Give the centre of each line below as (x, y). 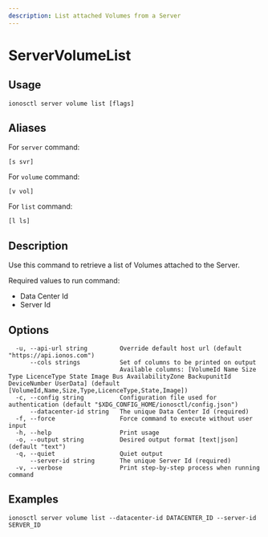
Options (29, 330)
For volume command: (44, 177)
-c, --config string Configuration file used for (116, 398)
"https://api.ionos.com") (51, 356)
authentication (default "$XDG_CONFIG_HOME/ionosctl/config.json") (124, 405)
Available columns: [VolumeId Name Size (188, 370)
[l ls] (19, 222)
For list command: (41, 206)
